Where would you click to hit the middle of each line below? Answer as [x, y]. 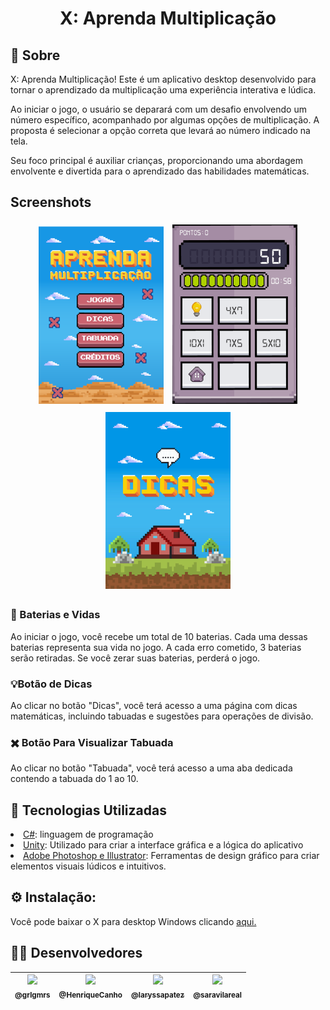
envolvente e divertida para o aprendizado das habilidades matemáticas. [160, 171]
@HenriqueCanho [90, 995]
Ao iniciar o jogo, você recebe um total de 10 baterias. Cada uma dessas [159, 636]
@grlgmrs [32, 995]
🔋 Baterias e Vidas [55, 615]
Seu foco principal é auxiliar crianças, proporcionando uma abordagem [156, 160]
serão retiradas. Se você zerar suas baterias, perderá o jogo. [135, 658]
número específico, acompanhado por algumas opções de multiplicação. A [165, 120]
